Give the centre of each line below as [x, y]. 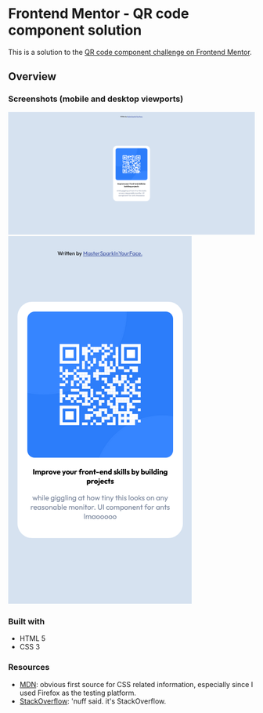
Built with [27, 622]
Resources [29, 668]
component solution [75, 30]
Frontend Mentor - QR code [99, 14]
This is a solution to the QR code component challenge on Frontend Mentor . [130, 52]
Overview [32, 76]
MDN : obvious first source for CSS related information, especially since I [136, 684]
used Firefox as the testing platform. [78, 693]
